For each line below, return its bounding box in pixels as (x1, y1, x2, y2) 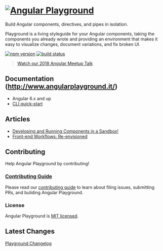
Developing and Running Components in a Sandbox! (12, 128, 119, 134)
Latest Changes (5, 227, 55, 236)
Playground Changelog (5, 240, 52, 246)
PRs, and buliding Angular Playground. (5, 189, 83, 195)
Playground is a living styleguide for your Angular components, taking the (5, 31, 155, 36)
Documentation (5, 74, 54, 83)
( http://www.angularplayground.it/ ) (5, 82, 118, 91)
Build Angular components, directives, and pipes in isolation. (5, 21, 128, 27)
